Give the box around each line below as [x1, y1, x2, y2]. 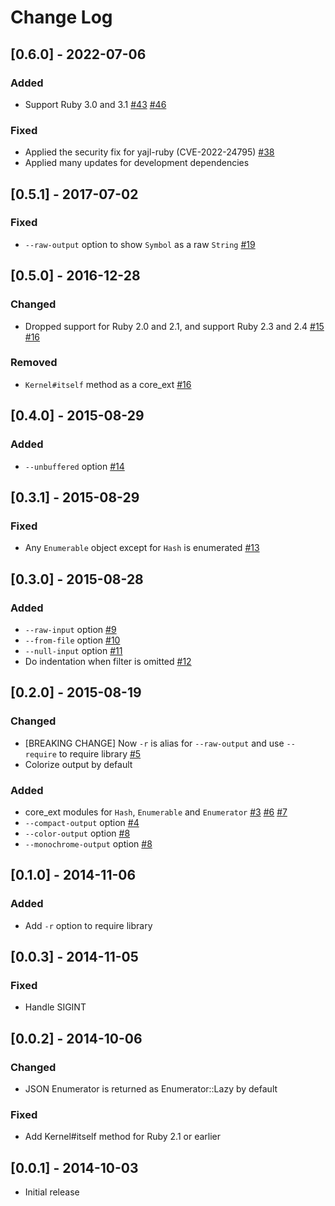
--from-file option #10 [24, 634, 121, 646]
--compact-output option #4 [24, 816, 140, 828]
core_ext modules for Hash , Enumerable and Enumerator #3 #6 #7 [24, 806, 288, 818]
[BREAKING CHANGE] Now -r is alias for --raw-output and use [24, 737, 285, 749]
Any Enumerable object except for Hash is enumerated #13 [24, 542, 260, 554]
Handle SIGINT [24, 1001, 87, 1013]
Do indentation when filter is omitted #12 [24, 655, 192, 667]
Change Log [10, 6, 113, 29]
